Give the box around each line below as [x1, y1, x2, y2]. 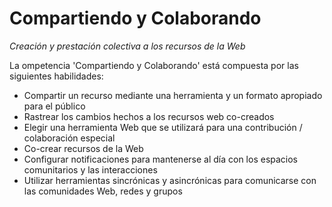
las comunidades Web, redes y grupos [23, 185, 183, 197]
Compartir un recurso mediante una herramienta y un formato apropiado [23, 89, 323, 101]
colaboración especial [23, 132, 116, 144]
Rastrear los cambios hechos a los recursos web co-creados [23, 110, 275, 122]
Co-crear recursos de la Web [23, 142, 144, 154]
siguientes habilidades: [9, 70, 104, 82]
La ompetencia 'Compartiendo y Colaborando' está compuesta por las [9, 59, 299, 71]
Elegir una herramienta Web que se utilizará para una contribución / [23, 121, 303, 133]
